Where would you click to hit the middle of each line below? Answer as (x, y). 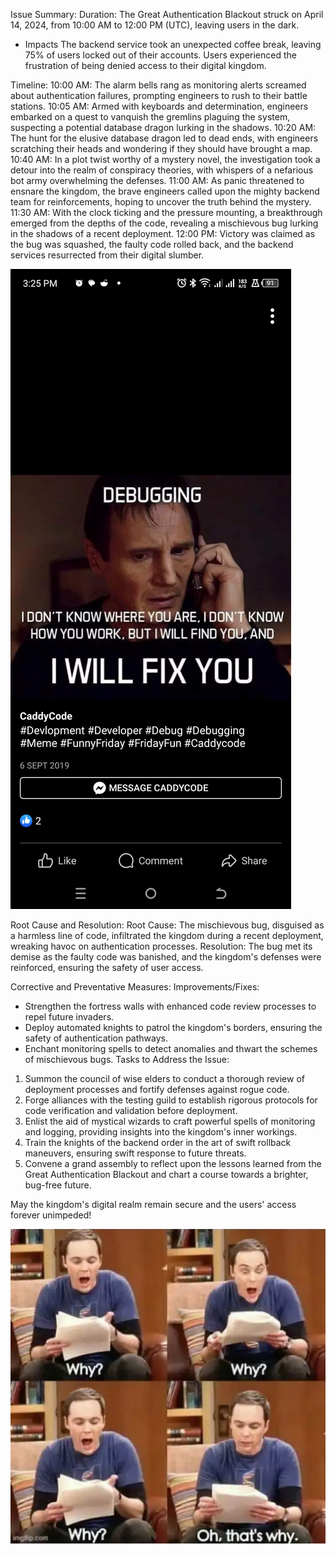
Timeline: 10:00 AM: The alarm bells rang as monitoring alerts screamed (158, 85)
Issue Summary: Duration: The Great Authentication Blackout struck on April (167, 14)
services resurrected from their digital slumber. (107, 255)
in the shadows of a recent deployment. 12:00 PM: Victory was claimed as (163, 233)
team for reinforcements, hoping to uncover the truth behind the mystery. (161, 202)
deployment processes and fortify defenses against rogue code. (157, 1089)
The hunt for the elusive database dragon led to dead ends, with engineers (164, 138)
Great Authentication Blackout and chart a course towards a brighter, (166, 1174)
